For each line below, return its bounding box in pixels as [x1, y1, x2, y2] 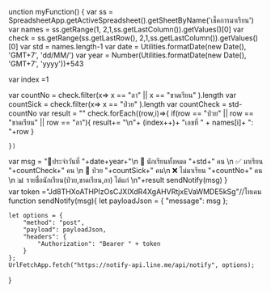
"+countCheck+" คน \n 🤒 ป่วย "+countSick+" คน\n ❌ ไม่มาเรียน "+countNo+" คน [8, 166, 263, 175]
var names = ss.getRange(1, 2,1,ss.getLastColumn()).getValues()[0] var [8, 24, 244, 34]
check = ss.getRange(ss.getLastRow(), [8, 33, 138, 43]
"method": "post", [23, 218, 85, 226]
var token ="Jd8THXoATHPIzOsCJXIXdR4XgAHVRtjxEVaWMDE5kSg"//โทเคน [8, 187, 262, 197]
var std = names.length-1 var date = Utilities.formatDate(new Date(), [19, 42, 247, 51]
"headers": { [23, 233, 67, 241]
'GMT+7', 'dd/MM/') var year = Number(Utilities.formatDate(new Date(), [8, 50, 247, 60]
